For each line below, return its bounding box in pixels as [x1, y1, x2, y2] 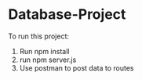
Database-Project [8, 5, 126, 24]
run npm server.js [19, 55, 77, 64]
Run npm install [19, 46, 70, 56]
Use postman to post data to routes [19, 63, 134, 72]
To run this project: [8, 31, 69, 41]
